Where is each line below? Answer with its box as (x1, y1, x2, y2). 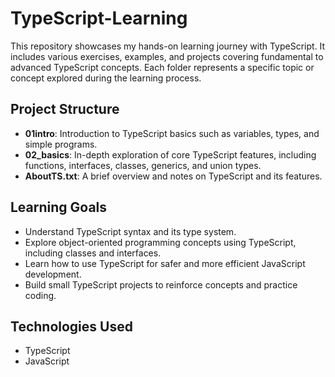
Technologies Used (10, 318, 133, 335)
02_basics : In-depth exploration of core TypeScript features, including (24, 148, 317, 161)
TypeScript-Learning (10, 7, 188, 30)
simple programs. (24, 138, 98, 150)
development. (24, 268, 82, 280)
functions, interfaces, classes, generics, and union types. (24, 159, 262, 171)
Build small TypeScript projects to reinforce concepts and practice (24, 278, 298, 291)
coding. (24, 289, 57, 301)
